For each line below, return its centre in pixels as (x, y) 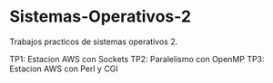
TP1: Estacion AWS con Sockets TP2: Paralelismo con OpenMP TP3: (137, 59)
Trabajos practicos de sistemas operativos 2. (94, 41)
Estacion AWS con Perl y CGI (64, 69)
